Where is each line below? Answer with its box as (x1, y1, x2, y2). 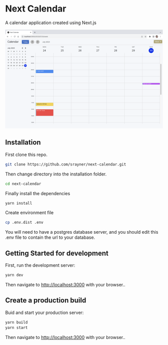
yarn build (5, 319, 28, 325)
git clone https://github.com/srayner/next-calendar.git (5, 161, 126, 167)
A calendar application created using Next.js (5, 20, 96, 26)
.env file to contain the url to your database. (5, 234, 95, 241)
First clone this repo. (5, 151, 47, 157)
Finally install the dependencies (5, 190, 70, 196)
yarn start (5, 325, 28, 330)
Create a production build (5, 296, 86, 305)
